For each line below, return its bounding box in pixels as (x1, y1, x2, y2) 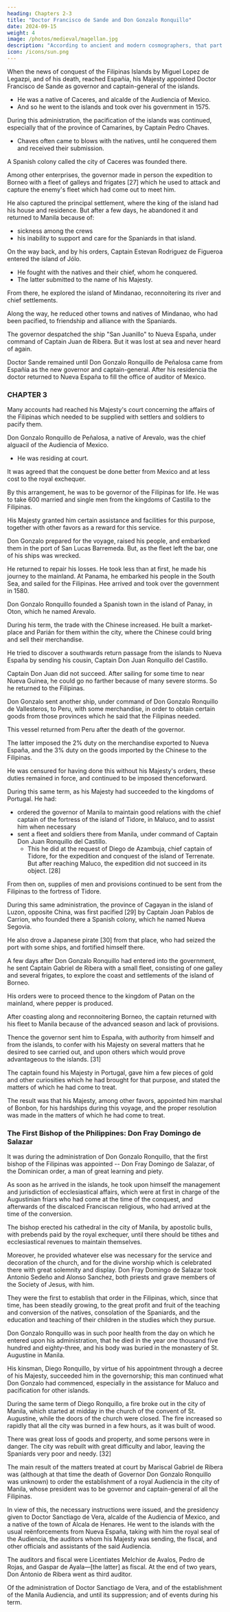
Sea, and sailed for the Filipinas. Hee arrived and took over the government (7, 579, 220, 588)
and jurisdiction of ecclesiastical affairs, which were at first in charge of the (7, 1188, 220, 1196)
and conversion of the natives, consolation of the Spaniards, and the (7, 1308, 200, 1316)
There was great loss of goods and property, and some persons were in (7, 1435, 211, 1443)
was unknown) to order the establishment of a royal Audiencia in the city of (7, 1478, 220, 1486)
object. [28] (27, 867, 61, 875)
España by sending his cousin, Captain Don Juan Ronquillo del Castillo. (7, 656, 208, 665)
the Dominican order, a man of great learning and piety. (7, 1167, 163, 1175)
